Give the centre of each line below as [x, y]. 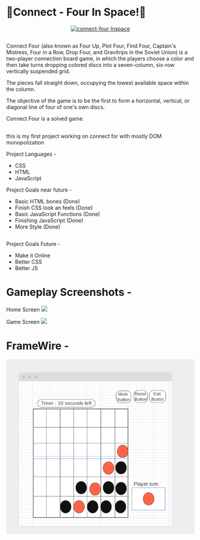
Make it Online [33, 255]
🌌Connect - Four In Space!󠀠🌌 [76, 12]
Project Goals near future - [39, 190]
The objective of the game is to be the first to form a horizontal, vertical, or [98, 101]
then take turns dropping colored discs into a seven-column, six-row [90, 65]
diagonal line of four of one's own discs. [56, 107]
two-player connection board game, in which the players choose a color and [100, 58]
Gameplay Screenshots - [69, 292]
